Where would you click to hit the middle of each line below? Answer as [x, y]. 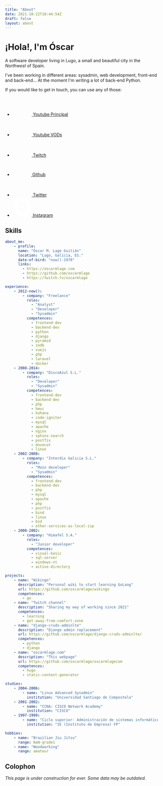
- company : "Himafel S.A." [50, 535]
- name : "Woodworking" [37, 747]
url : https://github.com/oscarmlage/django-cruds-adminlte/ [80, 634]
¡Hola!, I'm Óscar [40, 47]
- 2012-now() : [28, 291]
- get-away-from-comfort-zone [53, 621]
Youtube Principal [50, 114]
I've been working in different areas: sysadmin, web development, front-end [81, 75]
